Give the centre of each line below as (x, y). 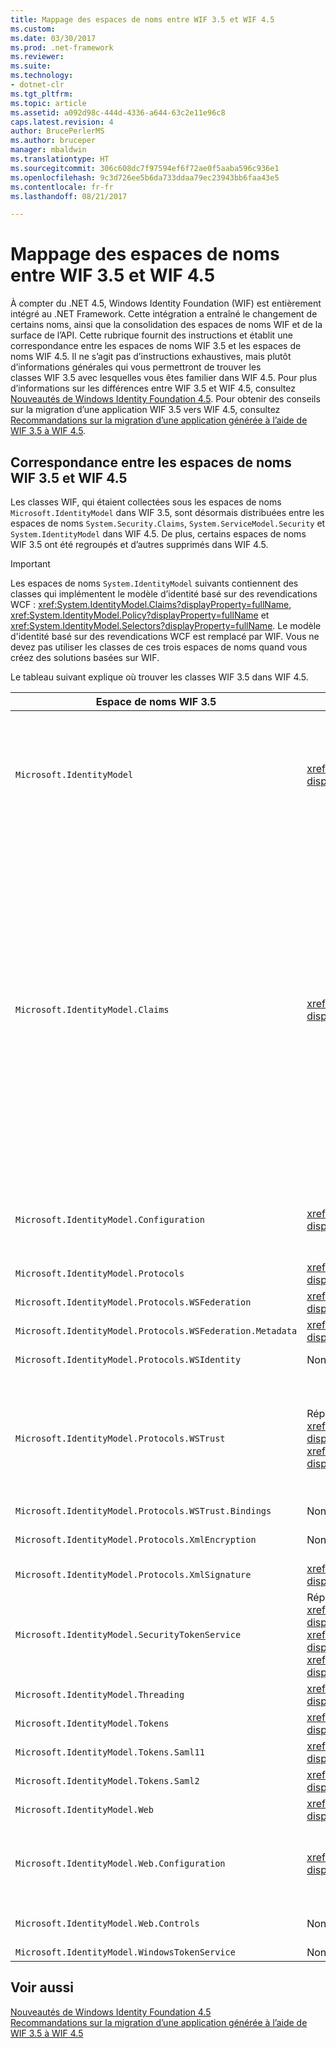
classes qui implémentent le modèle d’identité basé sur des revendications (164, 594)
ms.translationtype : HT (60, 159)
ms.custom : (33, 29)
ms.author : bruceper (53, 141)
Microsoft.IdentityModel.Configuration (110, 1219)
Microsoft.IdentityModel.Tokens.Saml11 (110, 1752)
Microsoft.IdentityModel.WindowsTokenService (125, 1952)
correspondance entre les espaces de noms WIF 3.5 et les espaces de (156, 346)
